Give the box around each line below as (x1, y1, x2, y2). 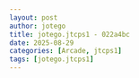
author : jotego (9, 22, 66, 30)
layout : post (9, 13, 58, 22)
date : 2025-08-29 (9, 38, 74, 48)
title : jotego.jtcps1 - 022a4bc (9, 30, 130, 39)
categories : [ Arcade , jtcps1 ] (9, 47, 123, 56)
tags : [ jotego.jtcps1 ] (9, 55, 94, 64)
